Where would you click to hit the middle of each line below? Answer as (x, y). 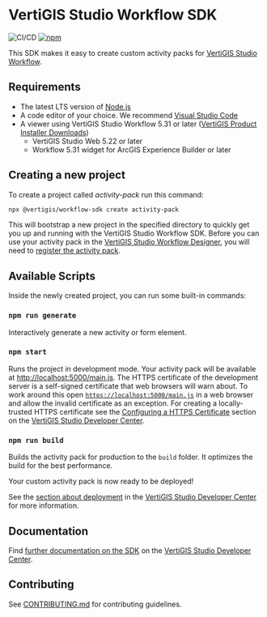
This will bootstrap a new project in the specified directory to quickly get (129, 225)
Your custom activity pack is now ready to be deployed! (101, 481)
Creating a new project (67, 175)
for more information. (44, 506)
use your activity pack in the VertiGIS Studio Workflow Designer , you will (129, 242)
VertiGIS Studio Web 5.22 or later (87, 141)
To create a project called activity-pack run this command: (106, 194)
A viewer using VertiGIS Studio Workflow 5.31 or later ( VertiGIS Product (138, 124)
